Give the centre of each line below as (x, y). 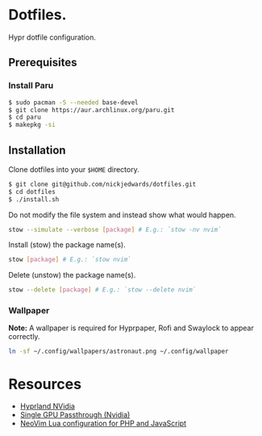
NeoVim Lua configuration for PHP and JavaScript (103, 423)
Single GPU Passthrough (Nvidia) (75, 415)
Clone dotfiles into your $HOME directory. (74, 169)
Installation (37, 150)
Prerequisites (43, 63)
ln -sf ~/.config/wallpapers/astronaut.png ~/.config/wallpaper (119, 352)
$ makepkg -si (32, 125)
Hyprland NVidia (47, 406)
